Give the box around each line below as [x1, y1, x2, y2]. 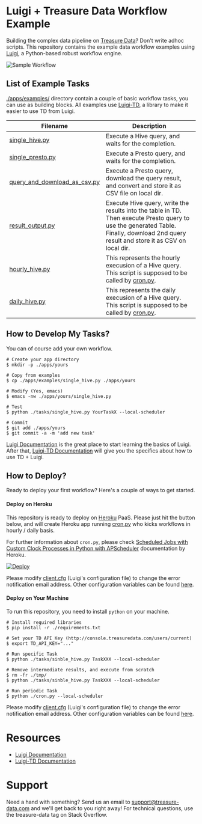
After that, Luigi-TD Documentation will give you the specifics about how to [6, 447, 192, 454]
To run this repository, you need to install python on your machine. [6, 608, 170, 615]
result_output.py [9, 221, 55, 230]
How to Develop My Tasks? [6, 329, 110, 339]
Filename [41, 121, 68, 130]
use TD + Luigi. [6, 453, 44, 460]
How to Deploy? [6, 471, 67, 481]
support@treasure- [131, 798, 179, 805]
